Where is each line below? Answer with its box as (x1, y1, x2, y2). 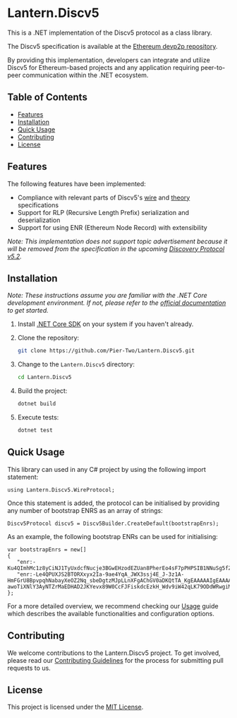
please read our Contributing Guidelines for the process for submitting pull (7, 656, 224, 664)
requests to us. (7, 664, 51, 672)
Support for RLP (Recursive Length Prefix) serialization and (17, 208, 189, 216)
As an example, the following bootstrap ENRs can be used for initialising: (7, 532, 219, 540)
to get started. (7, 306, 49, 315)
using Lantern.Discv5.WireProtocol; (7, 486, 115, 493)
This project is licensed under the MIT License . (7, 702, 144, 712)
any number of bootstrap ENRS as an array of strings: (7, 506, 164, 514)
